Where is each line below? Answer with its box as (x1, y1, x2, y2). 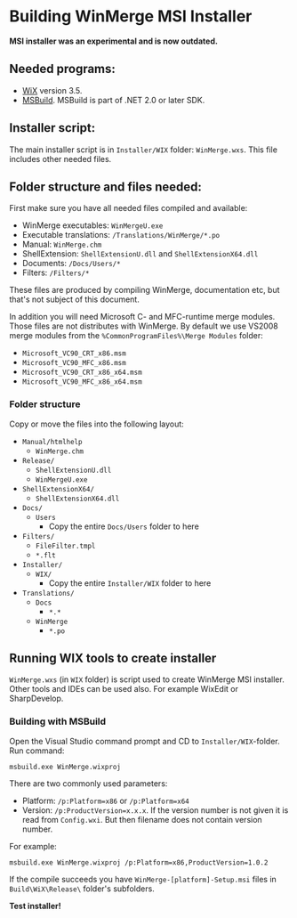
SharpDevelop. (9, 693, 64, 704)
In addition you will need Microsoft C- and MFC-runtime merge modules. (9, 312, 276, 322)
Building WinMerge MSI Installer (9, 6, 253, 27)
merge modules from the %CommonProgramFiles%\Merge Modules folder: (9, 330, 264, 341)
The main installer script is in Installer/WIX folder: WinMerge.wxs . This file (9, 144, 278, 155)
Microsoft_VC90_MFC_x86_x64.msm (21, 378, 142, 386)
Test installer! (9, 900, 61, 911)
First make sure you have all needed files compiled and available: (9, 203, 248, 214)
